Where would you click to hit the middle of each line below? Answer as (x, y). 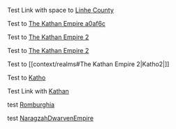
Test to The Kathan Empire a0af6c (57, 23)
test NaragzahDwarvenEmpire (51, 118)
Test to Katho (27, 77)
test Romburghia (31, 105)
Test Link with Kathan (38, 91)
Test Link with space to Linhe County (60, 10)
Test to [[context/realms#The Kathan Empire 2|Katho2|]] (88, 64)
